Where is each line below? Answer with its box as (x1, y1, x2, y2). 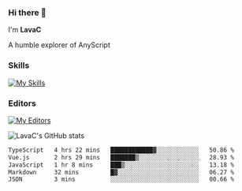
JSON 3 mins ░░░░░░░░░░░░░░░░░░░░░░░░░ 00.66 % (8, 175, 235, 184)
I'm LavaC (8, 25, 42, 35)
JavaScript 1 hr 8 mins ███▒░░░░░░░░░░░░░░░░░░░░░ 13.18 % (8, 161, 235, 169)
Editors (8, 98, 37, 109)
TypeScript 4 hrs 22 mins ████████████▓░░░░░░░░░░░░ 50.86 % (8, 146, 235, 154)
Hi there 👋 (8, 7, 47, 18)
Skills (8, 60, 30, 71)
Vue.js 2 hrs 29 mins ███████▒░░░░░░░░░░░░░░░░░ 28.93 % (8, 153, 235, 161)
